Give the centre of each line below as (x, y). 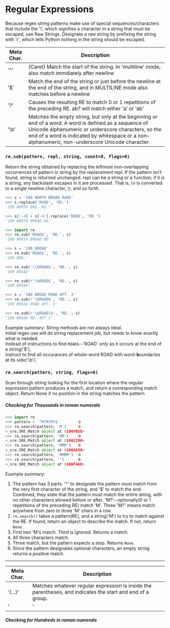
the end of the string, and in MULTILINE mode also (88, 87)
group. (40, 598)
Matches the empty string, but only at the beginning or (93, 116)
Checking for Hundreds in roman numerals (51, 620)
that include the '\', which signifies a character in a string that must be (78, 28)
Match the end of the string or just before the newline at (95, 81)
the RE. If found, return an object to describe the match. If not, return (84, 521)
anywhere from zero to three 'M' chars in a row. (62, 510)
